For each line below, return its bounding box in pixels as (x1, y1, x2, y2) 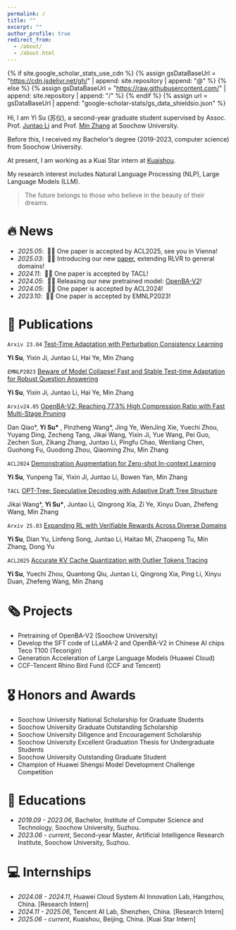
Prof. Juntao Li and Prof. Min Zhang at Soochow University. (7, 121, 179, 130)
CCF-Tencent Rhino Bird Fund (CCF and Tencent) (17, 661, 161, 669)
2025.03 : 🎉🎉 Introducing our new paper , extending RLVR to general (17, 254, 215, 263)
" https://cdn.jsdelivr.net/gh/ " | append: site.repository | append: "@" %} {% (7, 76, 227, 85)
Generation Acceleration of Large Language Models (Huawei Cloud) (17, 653, 215, 662)
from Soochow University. (7, 142, 83, 151)
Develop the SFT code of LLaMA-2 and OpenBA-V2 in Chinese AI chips (17, 638, 225, 647)
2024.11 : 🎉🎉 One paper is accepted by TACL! (17, 269, 149, 278)
